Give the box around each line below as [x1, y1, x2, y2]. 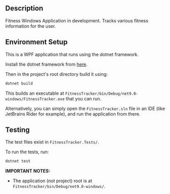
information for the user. [5, 23, 56, 29]
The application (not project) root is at [12, 178, 93, 184]
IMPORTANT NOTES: [5, 168, 50, 174]
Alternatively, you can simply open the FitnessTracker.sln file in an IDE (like [5, 105, 165, 112]
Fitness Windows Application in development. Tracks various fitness [5, 17, 149, 23]
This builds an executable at [5, 90, 65, 96]
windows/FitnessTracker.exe [5, 96, 65, 101]
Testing [5, 125, 30, 134]
